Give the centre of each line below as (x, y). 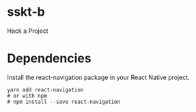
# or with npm (27, 96)
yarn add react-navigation (45, 89)
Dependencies (49, 58)
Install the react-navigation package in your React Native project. (98, 77)
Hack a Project (28, 31)
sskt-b (26, 12)
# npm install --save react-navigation (64, 102)
